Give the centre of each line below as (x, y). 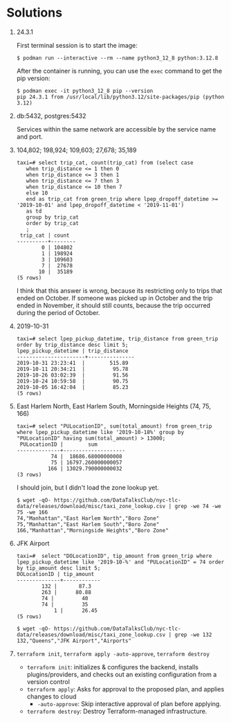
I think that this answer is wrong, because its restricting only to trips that (119, 290)
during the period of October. (58, 312)
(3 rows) (29, 475)
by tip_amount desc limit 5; (58, 568)
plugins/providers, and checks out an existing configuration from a (122, 674)
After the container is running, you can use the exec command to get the (119, 71)
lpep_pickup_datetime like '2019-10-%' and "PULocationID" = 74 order (120, 562)
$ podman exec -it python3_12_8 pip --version (85, 91)
